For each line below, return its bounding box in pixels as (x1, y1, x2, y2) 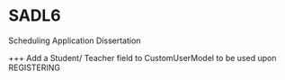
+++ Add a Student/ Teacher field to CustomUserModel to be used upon (8, 52, 277, 63)
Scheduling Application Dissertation (8, 35, 141, 46)
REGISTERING (8, 62, 60, 73)
